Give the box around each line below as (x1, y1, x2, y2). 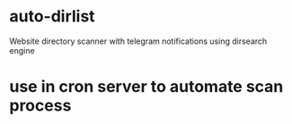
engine (9, 45, 35, 55)
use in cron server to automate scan (9, 77, 284, 97)
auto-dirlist (9, 6, 96, 27)
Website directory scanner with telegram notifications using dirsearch (9, 36, 268, 46)
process (9, 95, 72, 116)
